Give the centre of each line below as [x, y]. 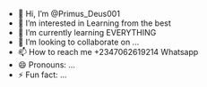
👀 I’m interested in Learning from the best [95, 23]
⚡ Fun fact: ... [42, 75]
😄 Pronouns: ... [47, 65]
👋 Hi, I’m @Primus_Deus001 [69, 14]
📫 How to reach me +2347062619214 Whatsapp [108, 52]
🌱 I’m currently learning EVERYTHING [87, 32]
